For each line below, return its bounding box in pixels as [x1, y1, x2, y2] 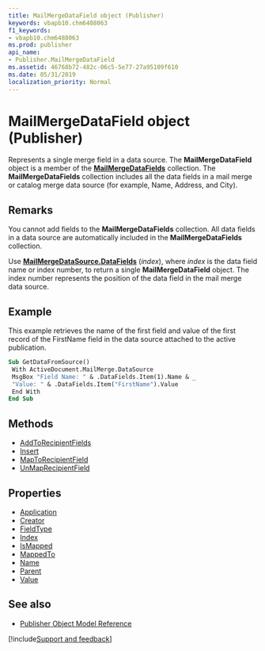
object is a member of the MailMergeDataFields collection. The [8, 163, 216, 173]
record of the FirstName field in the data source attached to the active [8, 335, 236, 344]
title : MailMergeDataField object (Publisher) [8, 11, 165, 20]
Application [19, 507, 58, 516]
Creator [19, 515, 45, 525]
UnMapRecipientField [19, 463, 90, 473]
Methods [8, 417, 54, 431]
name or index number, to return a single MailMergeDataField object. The [8, 265, 249, 274]
